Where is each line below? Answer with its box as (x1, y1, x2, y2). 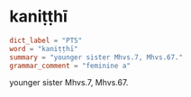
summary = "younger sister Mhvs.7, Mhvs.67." (9, 52, 183, 62)
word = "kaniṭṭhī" (9, 44, 78, 53)
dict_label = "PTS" (9, 36, 83, 45)
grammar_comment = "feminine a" (9, 61, 131, 70)
